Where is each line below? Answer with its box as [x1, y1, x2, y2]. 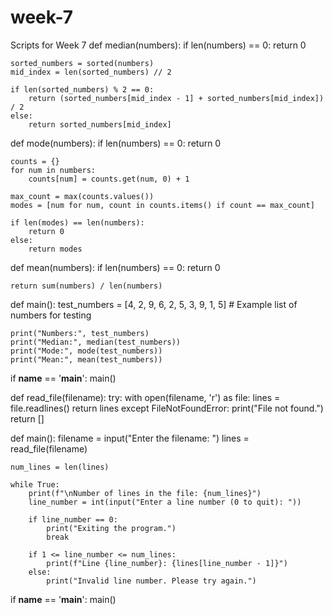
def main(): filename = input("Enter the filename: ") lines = [10, 432, 250, 444]
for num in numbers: [10, 165, 97, 175]
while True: [10, 479, 60, 490]
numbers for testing [10, 309, 92, 321]
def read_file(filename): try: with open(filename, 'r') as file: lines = [10, 391, 281, 403]
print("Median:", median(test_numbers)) [10, 337, 182, 347]
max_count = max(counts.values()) [10, 191, 155, 201]
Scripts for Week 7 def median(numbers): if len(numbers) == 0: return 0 [10, 39, 307, 51]
